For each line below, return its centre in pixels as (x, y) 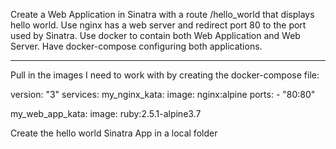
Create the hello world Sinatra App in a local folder (114, 133)
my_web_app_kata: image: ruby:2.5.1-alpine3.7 (106, 113)
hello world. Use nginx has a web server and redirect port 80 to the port (158, 25)
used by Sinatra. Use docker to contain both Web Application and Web (155, 35)
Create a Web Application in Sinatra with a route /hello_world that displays (162, 14)
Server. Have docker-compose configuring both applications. (136, 46)
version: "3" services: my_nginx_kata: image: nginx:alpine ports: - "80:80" (163, 94)
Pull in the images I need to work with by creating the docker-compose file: (165, 75)
